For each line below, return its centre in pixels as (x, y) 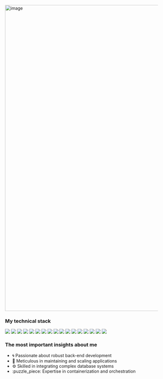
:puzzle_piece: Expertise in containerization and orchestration (74, 371)
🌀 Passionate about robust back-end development (62, 355)
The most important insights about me (51, 345)
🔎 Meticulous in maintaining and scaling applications (65, 361)
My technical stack (28, 321)
